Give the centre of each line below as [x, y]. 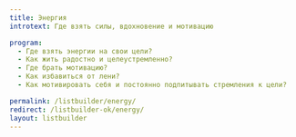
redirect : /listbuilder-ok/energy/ [77, 110]
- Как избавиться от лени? [69, 77]
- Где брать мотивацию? [62, 68]
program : [26, 43]
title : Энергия [38, 18]
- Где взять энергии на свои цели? [85, 51]
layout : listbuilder [49, 118]
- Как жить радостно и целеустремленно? [95, 60]
